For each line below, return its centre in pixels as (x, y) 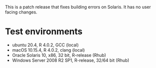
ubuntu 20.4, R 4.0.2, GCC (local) (45, 45)
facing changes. (21, 12)
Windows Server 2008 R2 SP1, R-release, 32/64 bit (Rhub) (71, 60)
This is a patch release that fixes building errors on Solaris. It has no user (78, 7)
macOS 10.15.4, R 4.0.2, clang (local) (48, 50)
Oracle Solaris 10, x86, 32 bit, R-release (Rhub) (59, 55)
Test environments (44, 32)
